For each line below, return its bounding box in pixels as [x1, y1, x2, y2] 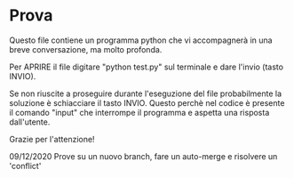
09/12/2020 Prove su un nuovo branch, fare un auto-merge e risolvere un [9, 150, 278, 161]
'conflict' [9, 160, 42, 171]
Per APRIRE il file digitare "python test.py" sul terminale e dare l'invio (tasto [9, 61, 284, 72]
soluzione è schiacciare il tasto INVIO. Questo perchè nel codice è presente [9, 97, 285, 108]
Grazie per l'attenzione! [9, 133, 95, 144]
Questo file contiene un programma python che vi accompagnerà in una [9, 35, 273, 45]
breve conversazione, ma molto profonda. [9, 44, 163, 54]
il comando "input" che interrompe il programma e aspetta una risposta [9, 107, 270, 117]
